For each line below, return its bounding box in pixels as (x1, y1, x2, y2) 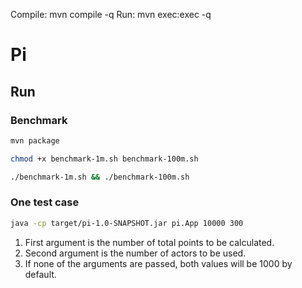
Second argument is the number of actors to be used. (24, 247, 247, 259)
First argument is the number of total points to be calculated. (24, 236, 275, 248)
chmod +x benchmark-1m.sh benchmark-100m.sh (10, 154, 199, 164)
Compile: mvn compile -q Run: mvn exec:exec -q (10, 9, 212, 20)
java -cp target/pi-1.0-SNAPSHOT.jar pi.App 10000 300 (10, 218, 244, 228)
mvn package (10, 135, 60, 146)
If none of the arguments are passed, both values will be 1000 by (24, 257, 293, 269)
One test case (10, 195, 80, 209)
